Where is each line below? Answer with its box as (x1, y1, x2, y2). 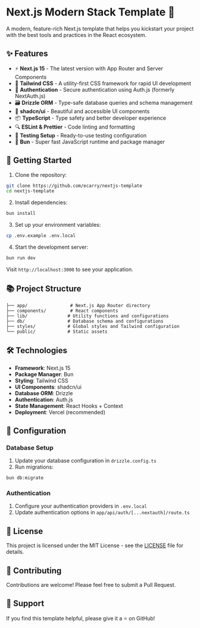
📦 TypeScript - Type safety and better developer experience (14, 114, 167, 121)
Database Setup (6, 443, 54, 452)
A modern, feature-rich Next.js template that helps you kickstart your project (6, 25, 194, 32)
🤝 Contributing (6, 565, 62, 576)
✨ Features (6, 49, 48, 59)
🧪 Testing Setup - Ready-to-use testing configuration (14, 132, 147, 139)
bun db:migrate (6, 475, 44, 481)
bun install (6, 211, 36, 217)
